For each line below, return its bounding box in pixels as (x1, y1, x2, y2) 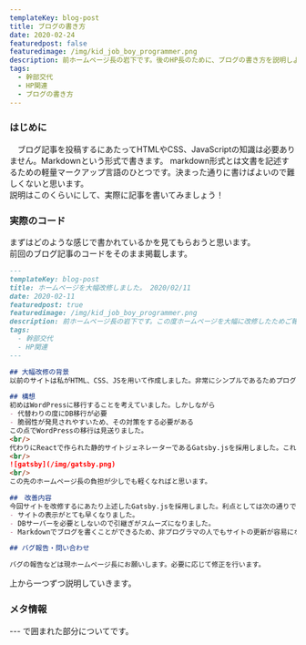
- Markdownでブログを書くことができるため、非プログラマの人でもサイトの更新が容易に (9, 527, 294, 537)
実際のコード (9, 214, 66, 227)
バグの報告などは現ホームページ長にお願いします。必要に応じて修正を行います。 (9, 560, 266, 569)
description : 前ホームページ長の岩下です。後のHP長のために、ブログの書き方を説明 (9, 56, 287, 65)
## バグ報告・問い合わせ (9, 544, 90, 553)
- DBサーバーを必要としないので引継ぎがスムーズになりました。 (9, 518, 216, 528)
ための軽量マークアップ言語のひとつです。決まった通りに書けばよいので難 (16, 166, 296, 178)
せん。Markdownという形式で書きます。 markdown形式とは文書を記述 (16, 155, 282, 166)
